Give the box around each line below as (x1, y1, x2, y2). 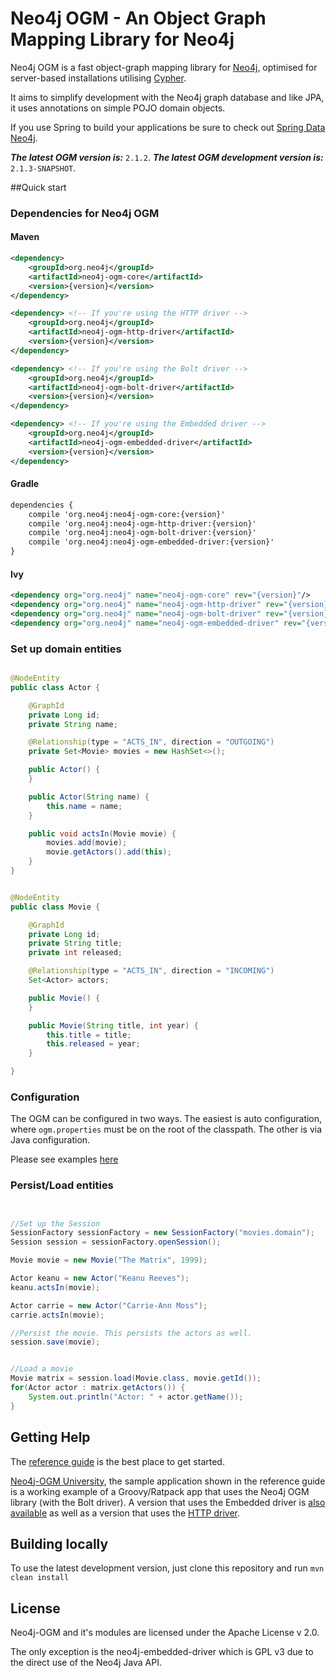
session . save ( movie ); (10, 1337, 101, 1347)
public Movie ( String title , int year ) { (28, 1020, 199, 1031)
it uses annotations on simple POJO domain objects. (10, 102, 226, 114)
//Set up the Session (10, 1218, 101, 1229)
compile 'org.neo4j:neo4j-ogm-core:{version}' (28, 509, 226, 519)
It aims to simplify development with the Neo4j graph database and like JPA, (10, 91, 325, 103)
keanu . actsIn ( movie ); (10, 1282, 101, 1292)
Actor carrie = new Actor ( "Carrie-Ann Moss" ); (10, 1300, 208, 1311)
